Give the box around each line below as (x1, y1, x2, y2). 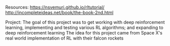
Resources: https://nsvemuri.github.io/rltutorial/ (5, 4, 105, 10)
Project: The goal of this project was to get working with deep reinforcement (5, 19, 165, 25)
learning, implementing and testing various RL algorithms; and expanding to (5, 24, 163, 30)
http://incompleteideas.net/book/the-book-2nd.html (5, 9, 114, 15)
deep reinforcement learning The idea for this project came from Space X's (5, 30, 162, 35)
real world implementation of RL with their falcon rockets (5, 35, 124, 41)
